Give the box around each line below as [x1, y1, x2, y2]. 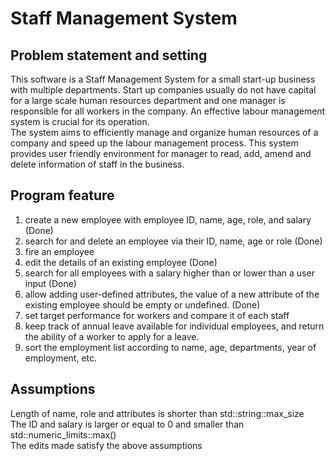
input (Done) [24, 277, 77, 289]
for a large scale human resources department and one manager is [10, 95, 286, 106]
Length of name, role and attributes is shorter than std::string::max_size [10, 407, 305, 419]
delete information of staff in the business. [10, 158, 185, 170]
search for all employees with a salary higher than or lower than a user [24, 267, 315, 279]
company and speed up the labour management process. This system [10, 137, 299, 149]
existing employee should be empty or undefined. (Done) [24, 298, 261, 311]
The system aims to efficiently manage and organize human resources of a [10, 127, 319, 138]
